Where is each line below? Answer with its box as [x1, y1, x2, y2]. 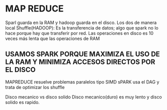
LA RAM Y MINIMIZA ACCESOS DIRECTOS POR [5, 58, 155, 66]
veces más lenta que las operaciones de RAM [5, 35, 100, 41]
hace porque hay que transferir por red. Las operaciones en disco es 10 [5, 30, 154, 36]
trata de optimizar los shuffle [5, 84, 65, 90]
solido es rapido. [5, 99, 40, 105]
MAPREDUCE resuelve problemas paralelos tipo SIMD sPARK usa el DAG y [5, 78, 159, 85]
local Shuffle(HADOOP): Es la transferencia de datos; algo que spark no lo [5, 24, 158, 30]
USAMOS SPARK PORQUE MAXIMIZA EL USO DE [5, 50, 160, 58]
